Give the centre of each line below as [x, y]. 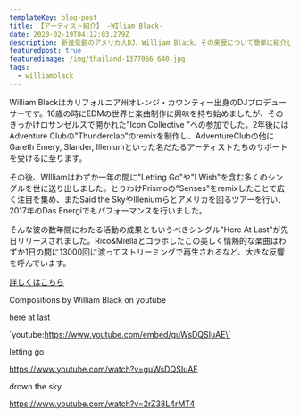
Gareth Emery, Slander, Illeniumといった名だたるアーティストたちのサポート [149, 146]
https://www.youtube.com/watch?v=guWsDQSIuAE [104, 369]
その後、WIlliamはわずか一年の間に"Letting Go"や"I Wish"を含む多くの [138, 177]
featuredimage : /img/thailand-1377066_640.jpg [97, 59]
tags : [19, 68]
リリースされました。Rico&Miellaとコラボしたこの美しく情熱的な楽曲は [147, 240]
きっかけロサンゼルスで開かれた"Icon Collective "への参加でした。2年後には [149, 124]
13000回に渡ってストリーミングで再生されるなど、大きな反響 [172, 252]
